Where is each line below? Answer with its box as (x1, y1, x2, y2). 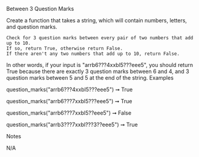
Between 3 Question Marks (6, 5, 74, 12)
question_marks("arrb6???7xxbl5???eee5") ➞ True (6, 98, 132, 104)
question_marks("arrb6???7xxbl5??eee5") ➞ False (6, 109, 132, 117)
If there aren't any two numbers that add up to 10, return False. (6, 51, 180, 57)
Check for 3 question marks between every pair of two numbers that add (6, 35, 194, 41)
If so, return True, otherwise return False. (6, 45, 123, 51)
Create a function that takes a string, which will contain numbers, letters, (6, 17, 188, 24)
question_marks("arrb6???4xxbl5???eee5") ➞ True (6, 86, 133, 93)
